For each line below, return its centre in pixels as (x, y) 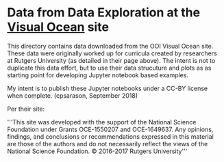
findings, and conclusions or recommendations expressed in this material (110, 136)
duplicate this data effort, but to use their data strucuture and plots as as (109, 68)
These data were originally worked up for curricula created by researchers (112, 53)
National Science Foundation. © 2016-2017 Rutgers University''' (97, 151)
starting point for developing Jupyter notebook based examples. (98, 75)
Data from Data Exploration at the (104, 13)
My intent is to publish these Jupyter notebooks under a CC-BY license (108, 88)
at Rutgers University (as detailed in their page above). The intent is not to (111, 60)
